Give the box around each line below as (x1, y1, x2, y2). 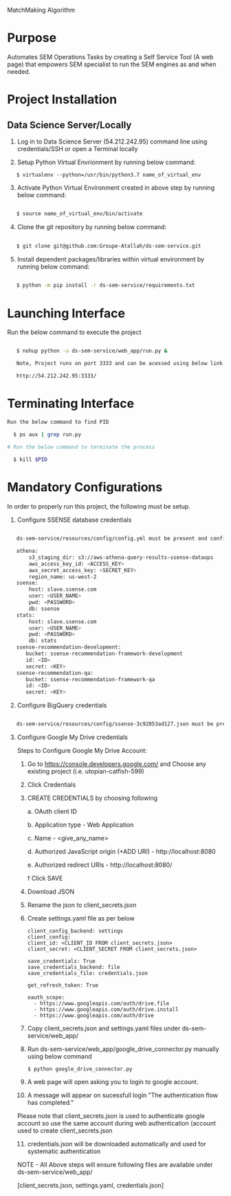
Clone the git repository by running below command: (16, 222, 167, 231)
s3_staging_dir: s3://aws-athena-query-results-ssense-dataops (28, 553, 214, 561)
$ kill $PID (13, 456, 48, 463)
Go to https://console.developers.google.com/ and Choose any (27, 760, 206, 768)
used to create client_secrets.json (16, 1126, 113, 1135)
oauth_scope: (27, 994, 65, 1001)
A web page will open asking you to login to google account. (27, 1078, 199, 1086)
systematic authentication (27, 1147, 101, 1155)
